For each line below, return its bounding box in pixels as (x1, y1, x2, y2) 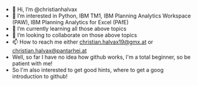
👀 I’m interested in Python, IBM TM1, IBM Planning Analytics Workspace (12, 12, 191, 19)
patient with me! (12, 60, 53, 67)
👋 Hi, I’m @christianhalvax (12, 6, 78, 13)
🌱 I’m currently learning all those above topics (12, 25, 127, 32)
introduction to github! (12, 73, 68, 80)
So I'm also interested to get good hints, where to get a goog (12, 67, 164, 73)
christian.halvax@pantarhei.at (12, 47, 87, 54)
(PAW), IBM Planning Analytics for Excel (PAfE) (12, 19, 129, 25)
